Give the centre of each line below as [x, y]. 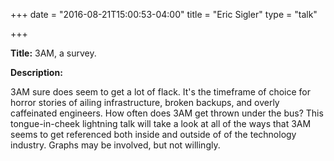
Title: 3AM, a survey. [53, 53]
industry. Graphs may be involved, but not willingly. [115, 145]
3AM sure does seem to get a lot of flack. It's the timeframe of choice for [161, 92]
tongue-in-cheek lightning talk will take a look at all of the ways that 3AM [161, 123]
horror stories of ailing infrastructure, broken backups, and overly [145, 102]
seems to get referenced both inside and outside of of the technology [153, 134]
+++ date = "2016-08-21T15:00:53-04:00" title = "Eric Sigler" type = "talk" [164, 14]
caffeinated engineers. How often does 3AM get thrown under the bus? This [167, 113]
